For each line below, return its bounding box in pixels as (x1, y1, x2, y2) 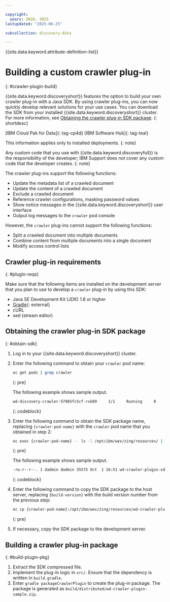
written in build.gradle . (12, 575, 62, 581)
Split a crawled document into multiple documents (12, 232, 118, 239)
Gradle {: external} (12, 302, 50, 308)
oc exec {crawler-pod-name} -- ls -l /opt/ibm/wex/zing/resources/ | (12, 439, 163, 444)
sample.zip (12, 592, 36, 597)
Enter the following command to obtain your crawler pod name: (12, 360, 146, 366)
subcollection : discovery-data (5, 30, 72, 36)
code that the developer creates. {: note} (5, 160, 90, 166)
